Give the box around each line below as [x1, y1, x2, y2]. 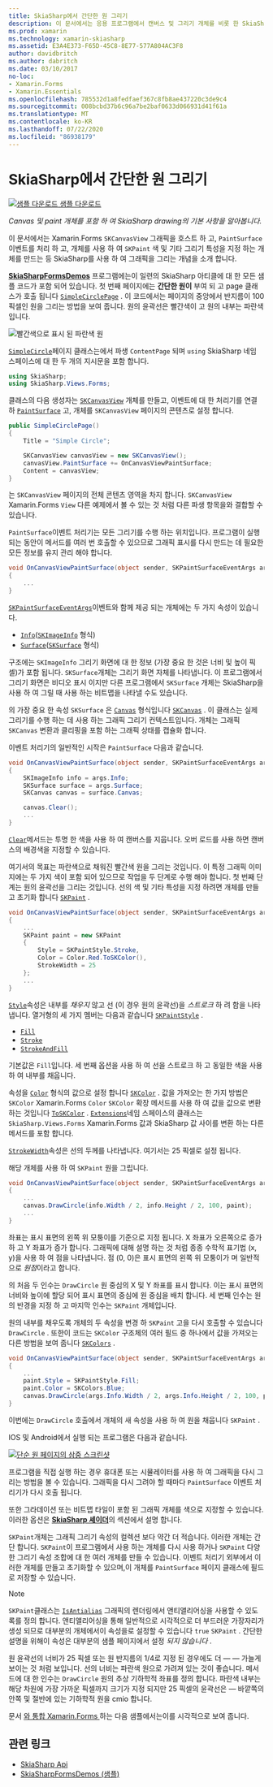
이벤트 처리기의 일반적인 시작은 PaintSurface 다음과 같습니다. [8, 742, 205, 752]
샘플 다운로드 [59, 198, 102, 208]
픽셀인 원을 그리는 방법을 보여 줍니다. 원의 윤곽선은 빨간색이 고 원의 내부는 [8, 301, 242, 311]
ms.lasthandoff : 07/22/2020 [8, 125, 104, 133]
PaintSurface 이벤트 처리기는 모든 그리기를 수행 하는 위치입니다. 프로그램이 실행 [8, 527, 260, 537]
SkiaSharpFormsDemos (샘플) [19, 1768, 120, 1779]
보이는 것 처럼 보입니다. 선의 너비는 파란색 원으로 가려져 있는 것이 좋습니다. [8, 1663, 245, 1673]
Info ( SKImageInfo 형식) [19, 630, 96, 639]
